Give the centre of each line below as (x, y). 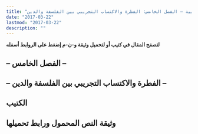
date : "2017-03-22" (30, 17)
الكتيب (17, 103)
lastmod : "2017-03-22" (34, 22)
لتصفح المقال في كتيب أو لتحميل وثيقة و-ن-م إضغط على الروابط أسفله (83, 45)
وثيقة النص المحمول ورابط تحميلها (61, 123)
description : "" (26, 28)
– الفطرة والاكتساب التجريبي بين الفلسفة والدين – (86, 83)
